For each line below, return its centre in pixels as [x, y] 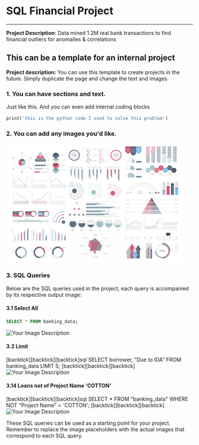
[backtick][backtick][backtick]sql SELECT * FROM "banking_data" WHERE [97, 399]
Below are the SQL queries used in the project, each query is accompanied [97, 288]
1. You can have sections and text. [56, 94]
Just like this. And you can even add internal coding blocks [78, 107]
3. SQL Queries [28, 275]
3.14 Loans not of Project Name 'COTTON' [59, 386]
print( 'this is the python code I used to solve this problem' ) [87, 119]
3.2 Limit [17, 347]
